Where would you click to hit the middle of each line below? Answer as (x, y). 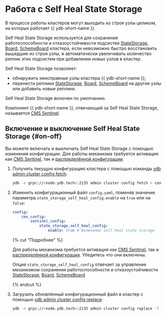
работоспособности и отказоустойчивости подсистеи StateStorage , (77, 43)
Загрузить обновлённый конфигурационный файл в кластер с (78, 294)
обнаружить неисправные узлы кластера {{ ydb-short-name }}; (79, 78)
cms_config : (34, 217)
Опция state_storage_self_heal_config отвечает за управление (79, 264)
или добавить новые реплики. (44, 88)
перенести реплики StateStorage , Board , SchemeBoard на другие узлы (87, 83)
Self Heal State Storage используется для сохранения (61, 38)
